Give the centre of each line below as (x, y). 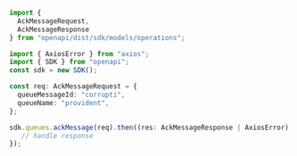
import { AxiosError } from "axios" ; (79, 53)
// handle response (57, 135)
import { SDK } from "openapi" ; (69, 62)
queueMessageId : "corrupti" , (71, 94)
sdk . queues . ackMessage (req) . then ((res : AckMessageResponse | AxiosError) (149, 127)
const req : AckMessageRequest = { (74, 86)
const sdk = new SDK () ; (54, 70)
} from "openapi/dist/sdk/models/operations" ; (97, 37)
